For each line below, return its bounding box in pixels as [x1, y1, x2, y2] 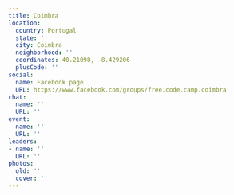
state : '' [15, 33, 48, 42]
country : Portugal [15, 26, 77, 34]
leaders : [8, 137, 38, 146]
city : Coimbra [15, 41, 62, 49]
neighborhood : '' [15, 49, 73, 57]
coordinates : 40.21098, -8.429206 [15, 57, 130, 64]
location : [8, 19, 42, 27]
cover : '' [15, 174, 48, 183]
